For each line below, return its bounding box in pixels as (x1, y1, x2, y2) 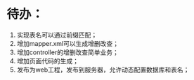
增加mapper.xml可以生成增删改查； (16, 39, 119, 47)
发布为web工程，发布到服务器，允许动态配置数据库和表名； (16, 65, 190, 74)
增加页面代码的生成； (16, 56, 79, 65)
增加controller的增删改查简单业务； (16, 48, 119, 56)
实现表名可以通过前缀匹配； (16, 31, 98, 39)
